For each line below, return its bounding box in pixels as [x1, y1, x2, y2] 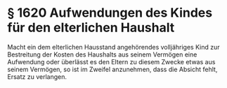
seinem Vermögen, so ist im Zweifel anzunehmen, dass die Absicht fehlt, [7, 65, 218, 73]
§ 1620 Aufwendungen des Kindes [7, 5, 213, 21]
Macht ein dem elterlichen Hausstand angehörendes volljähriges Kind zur [7, 43, 220, 51]
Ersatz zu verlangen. [7, 72, 67, 81]
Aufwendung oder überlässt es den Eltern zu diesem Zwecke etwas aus [7, 57, 216, 66]
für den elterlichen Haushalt [7, 20, 175, 36]
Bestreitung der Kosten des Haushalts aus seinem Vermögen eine [7, 50, 197, 59]
